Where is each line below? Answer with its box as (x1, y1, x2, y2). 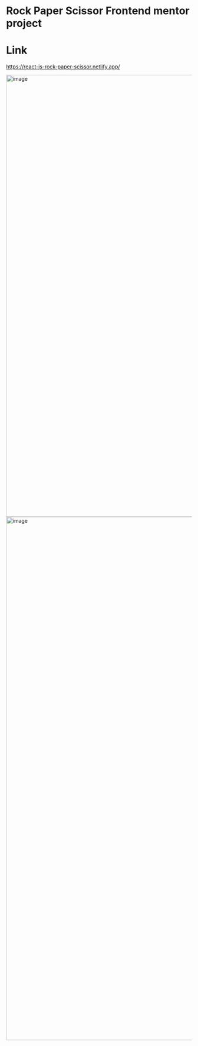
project (6, 17, 42, 30)
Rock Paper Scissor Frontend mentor (6, 4, 190, 18)
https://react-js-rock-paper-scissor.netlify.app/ (6, 63, 120, 70)
